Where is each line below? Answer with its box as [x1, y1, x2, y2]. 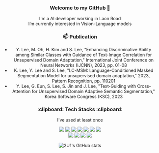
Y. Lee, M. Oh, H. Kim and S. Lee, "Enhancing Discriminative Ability [16, 46, 152, 52]
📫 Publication [63, 33, 97, 40]
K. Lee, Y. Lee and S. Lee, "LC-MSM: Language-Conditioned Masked [14, 67, 154, 73]
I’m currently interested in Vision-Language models [28, 21, 132, 27]
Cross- [137, 83, 151, 89]
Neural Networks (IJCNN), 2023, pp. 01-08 [40, 62, 127, 68]
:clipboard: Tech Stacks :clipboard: [37, 106, 123, 113]
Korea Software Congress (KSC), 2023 [44, 93, 123, 99]
